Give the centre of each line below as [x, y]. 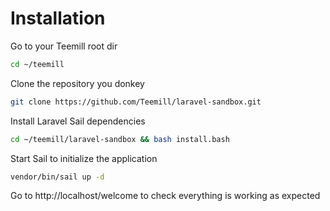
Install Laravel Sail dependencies [78, 121]
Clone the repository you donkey [77, 83]
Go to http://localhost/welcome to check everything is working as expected [165, 196]
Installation [58, 18]
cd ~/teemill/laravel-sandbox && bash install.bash [120, 139]
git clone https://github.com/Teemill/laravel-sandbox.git [136, 102]
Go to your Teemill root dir [64, 46]
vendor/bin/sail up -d [57, 177]
